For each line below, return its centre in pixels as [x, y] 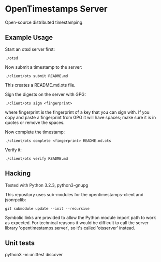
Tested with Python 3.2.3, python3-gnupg [47, 185]
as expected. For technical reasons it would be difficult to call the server [77, 223]
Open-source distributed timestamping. [44, 22]
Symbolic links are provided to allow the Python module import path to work [80, 217]
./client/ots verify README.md [37, 158]
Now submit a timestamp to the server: [44, 67]
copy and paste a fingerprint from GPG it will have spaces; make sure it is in [80, 117]
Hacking [18, 174]
